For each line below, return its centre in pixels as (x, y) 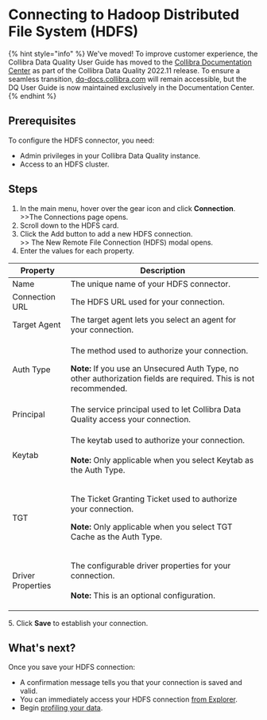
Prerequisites (42, 121)
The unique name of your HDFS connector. (151, 284)
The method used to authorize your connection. (159, 350)
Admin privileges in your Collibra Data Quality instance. (110, 155)
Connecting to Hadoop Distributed (124, 15)
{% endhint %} (33, 96)
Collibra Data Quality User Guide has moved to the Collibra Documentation (130, 62)
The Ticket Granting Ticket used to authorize (154, 499)
